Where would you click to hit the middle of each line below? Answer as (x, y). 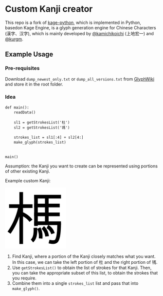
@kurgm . (14, 39)
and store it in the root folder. (34, 84)
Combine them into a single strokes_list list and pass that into (75, 283)
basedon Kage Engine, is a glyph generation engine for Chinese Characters (81, 27)
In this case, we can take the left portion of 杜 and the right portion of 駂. (85, 262)
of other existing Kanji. (27, 171)
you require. (24, 278)
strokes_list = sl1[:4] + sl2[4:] (49, 137)
